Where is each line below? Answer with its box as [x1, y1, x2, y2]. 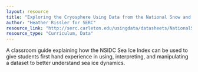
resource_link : [6, 25, 44, 31]
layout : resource [6, 8, 49, 15]
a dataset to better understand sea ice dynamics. [6, 60, 126, 67]
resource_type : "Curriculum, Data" [6, 31, 94, 37]
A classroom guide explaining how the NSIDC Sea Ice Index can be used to [6, 47, 189, 54]
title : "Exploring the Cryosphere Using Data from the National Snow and [6, 14, 192, 20]
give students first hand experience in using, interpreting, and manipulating [6, 53, 189, 60]
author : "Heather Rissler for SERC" [6, 19, 96, 25]
